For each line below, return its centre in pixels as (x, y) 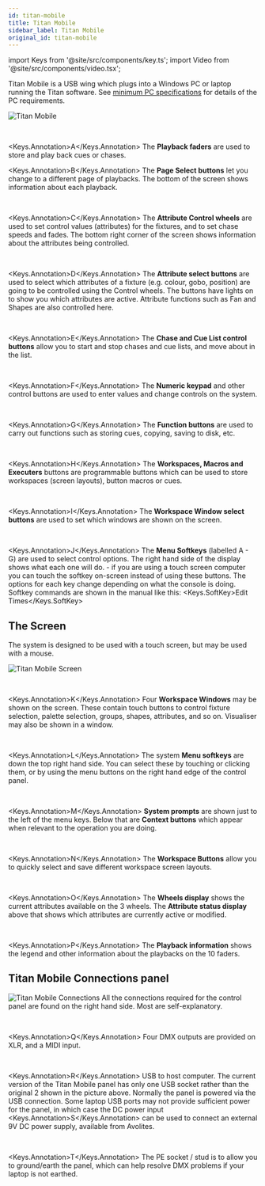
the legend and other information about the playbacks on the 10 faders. (124, 954)
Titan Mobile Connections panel (89, 979)
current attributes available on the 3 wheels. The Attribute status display (128, 907)
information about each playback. (63, 188)
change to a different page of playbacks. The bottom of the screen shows (129, 179)
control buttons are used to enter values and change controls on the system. (133, 394)
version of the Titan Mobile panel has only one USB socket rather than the (129, 1084)
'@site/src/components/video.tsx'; (64, 69)
